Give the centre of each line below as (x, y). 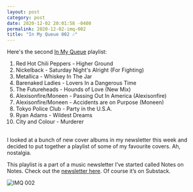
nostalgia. (19, 153)
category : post (26, 18)
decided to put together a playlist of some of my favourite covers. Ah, (94, 146)
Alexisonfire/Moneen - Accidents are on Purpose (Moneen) (90, 102)
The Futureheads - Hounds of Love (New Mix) (73, 89)
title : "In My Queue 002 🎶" (42, 35)
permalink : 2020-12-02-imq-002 (46, 29)
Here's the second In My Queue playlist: (57, 52)
